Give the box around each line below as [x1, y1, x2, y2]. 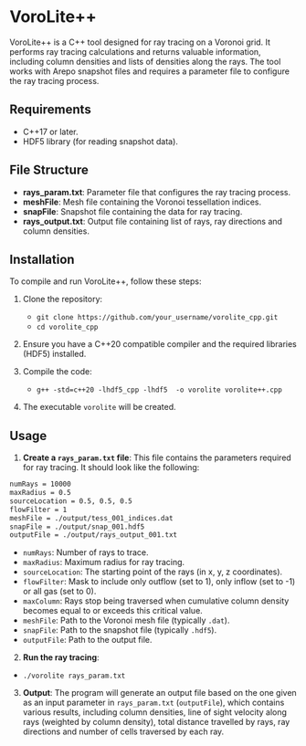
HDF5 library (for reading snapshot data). [22, 135, 178, 147]
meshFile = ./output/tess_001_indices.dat [9, 513, 174, 522]
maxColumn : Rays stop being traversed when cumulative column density [22, 595, 290, 606]
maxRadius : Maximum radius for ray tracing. [22, 557, 185, 568]
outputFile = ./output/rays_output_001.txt [9, 531, 178, 540]
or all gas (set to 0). [22, 586, 97, 597]
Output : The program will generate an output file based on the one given [22, 688, 297, 699]
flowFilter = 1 [9, 505, 68, 514]
